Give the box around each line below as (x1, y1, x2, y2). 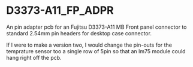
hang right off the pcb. (6, 54, 62, 61)
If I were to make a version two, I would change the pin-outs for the (6, 41, 173, 48)
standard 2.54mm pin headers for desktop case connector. (6, 29, 152, 36)
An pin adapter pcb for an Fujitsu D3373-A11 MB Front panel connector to (6, 23, 187, 31)
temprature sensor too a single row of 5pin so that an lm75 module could (6, 47, 186, 54)
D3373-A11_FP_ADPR (6, 4, 114, 17)
